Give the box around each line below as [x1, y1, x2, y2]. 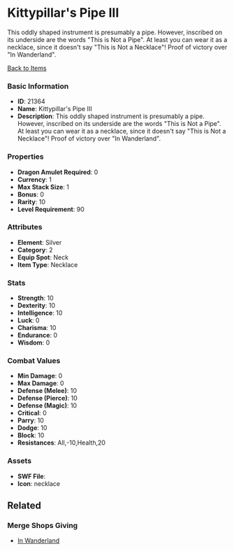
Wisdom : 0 [17, 338, 50, 347]
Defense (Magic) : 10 [17, 401, 78, 410]
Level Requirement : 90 [17, 205, 85, 213]
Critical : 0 [17, 409, 47, 417]
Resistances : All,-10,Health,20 [17, 438, 106, 447]
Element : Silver [17, 238, 62, 246]
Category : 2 [17, 245, 53, 254]
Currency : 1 [17, 175, 52, 183]
